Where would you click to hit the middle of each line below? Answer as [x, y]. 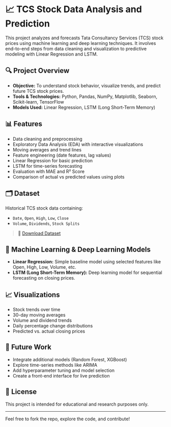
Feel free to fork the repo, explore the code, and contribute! [68, 419]
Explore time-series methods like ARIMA [55, 365]
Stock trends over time [36, 309]
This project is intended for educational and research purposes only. [77, 404]
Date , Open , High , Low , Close [40, 218]
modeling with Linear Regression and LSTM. [52, 54]
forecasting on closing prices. [44, 278]
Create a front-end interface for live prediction [61, 375]
